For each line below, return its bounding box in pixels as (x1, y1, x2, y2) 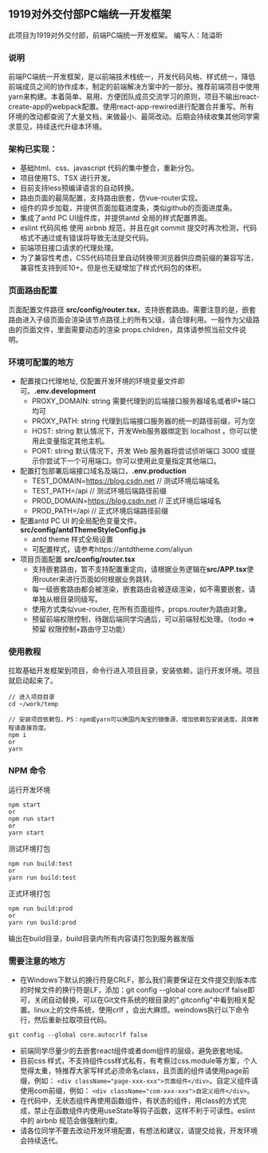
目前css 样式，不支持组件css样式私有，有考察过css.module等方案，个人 (19, 1056, 258, 1065)
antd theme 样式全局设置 (31, 534, 114, 544)
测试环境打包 (8, 843, 50, 853)
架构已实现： (8, 144, 58, 155)
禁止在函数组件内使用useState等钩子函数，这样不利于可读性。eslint (33, 1105, 255, 1115)
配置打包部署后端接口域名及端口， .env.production (19, 466, 187, 475)
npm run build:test (8, 859, 73, 868)
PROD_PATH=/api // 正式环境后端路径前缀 (31, 506, 169, 515)
